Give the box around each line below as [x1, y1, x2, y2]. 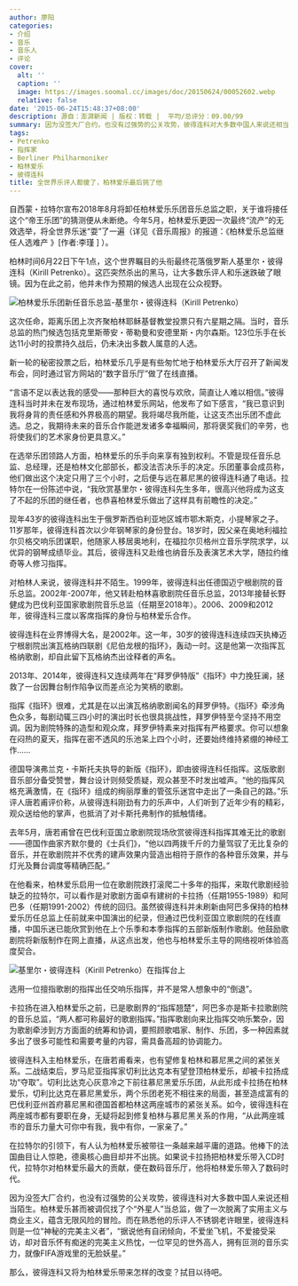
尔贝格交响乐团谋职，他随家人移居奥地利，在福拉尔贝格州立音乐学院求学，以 [9, 536, 289, 547]
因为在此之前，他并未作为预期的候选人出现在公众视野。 [24, 278, 227, 289]
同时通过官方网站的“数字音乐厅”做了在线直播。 [32, 368, 203, 379]
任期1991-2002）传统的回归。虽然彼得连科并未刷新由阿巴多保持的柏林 [32, 901, 289, 912]
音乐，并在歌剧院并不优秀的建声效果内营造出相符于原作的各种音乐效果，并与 [9, 850, 289, 860]
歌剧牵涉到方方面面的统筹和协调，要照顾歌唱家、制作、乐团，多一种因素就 [16, 1025, 289, 1035]
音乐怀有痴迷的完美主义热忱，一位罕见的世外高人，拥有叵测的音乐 [39, 1237, 281, 1248]
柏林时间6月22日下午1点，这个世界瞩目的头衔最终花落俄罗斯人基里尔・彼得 [9, 256, 284, 267]
